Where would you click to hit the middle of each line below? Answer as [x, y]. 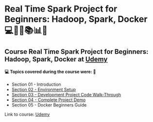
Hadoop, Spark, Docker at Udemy [56, 59]
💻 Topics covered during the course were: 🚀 [50, 72]
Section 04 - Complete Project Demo [49, 100]
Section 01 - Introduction [36, 84]
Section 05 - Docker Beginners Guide [49, 105]
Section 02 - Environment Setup [44, 89]
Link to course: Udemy [27, 114]
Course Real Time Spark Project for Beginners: [76, 52]
